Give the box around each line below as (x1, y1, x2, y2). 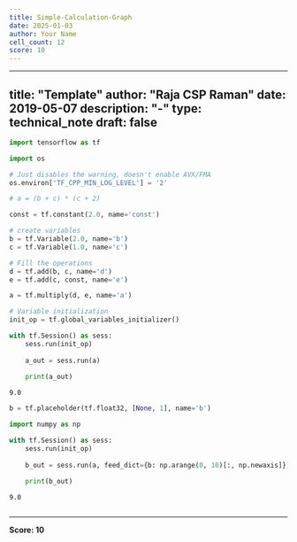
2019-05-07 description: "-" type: (9, 101, 202, 116)
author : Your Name (9, 29, 77, 38)
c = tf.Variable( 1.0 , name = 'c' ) (9, 243, 128, 252)
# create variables (9, 227, 81, 236)
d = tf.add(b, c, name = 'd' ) (9, 267, 113, 275)
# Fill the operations (9, 259, 93, 267)
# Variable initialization (9, 307, 109, 316)
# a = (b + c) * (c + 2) (9, 194, 101, 204)
